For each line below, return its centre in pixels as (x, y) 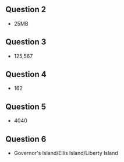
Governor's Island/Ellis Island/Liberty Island (66, 153)
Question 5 (26, 106)
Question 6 (26, 139)
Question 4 (26, 74)
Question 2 (26, 10)
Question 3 (26, 42)
